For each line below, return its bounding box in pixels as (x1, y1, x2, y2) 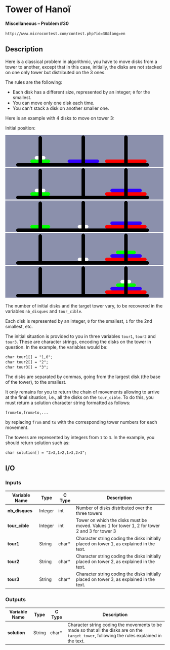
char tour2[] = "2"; (5, 359, 49, 364)
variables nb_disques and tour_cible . (5, 308, 82, 314)
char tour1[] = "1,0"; (5, 354, 53, 359)
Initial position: (5, 125, 35, 131)
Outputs (5, 596, 26, 603)
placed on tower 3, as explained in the (75, 576, 155, 582)
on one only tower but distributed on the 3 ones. (5, 69, 106, 75)
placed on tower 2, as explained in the (75, 558, 155, 565)
